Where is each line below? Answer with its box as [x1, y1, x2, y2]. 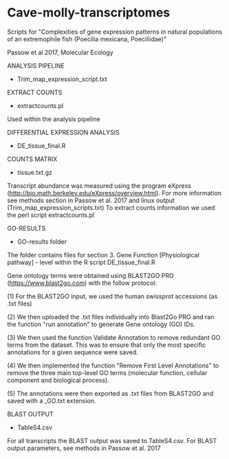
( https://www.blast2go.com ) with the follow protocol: [7, 279, 157, 287]
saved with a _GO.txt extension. [7, 396, 96, 405]
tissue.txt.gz [17, 168, 53, 176]
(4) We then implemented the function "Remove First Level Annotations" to [7, 361, 219, 370]
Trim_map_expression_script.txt [17, 74, 107, 83]
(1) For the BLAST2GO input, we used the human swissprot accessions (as [7, 292, 218, 300]
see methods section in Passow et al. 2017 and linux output [7, 196, 175, 204]
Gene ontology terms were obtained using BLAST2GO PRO [7, 271, 174, 279]
